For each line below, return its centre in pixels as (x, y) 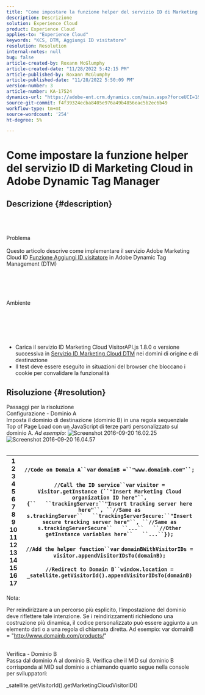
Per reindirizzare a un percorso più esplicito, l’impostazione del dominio (96, 610)
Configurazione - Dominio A (41, 413)
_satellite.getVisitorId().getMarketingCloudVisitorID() (72, 685)
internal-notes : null (34, 52)
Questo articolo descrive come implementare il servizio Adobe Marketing (98, 251)
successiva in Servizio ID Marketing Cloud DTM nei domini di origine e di (106, 354)
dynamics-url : (24, 97)
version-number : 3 (30, 86)
